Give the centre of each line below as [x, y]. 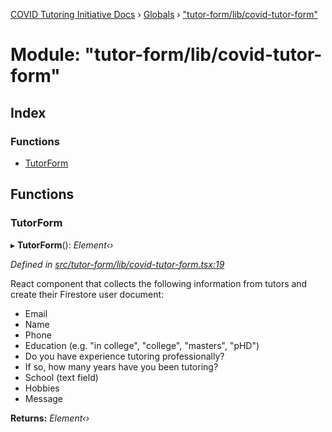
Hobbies [42, 388]
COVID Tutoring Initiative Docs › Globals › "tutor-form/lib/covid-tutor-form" [164, 14]
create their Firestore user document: [87, 294]
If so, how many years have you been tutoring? [121, 366]
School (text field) [61, 377]
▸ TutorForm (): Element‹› [62, 245]
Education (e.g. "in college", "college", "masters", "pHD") [142, 345]
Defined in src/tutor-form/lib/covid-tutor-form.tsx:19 [117, 264]
